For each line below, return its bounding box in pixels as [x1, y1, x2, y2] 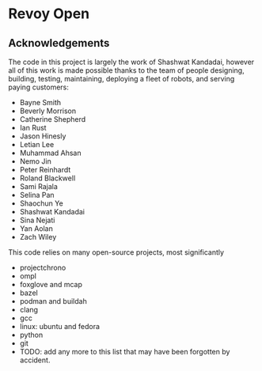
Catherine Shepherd [19, 115, 86, 123]
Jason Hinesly [19, 131, 66, 141]
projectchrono [19, 263, 66, 272]
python [19, 330, 44, 339]
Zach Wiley [19, 233, 57, 241]
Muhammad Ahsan [19, 148, 82, 157]
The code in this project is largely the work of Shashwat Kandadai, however [8, 57, 255, 66]
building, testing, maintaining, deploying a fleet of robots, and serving [8, 74, 235, 83]
